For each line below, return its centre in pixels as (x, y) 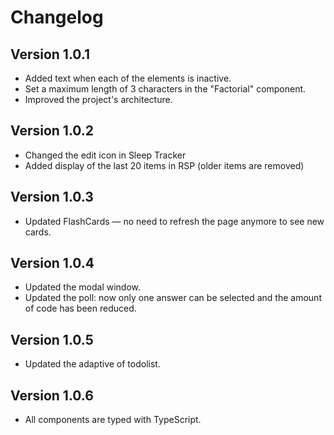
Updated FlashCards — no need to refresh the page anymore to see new (174, 221)
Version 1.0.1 (50, 54)
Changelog (57, 17)
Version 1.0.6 (52, 395)
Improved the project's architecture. (98, 99)
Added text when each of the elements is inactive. (128, 78)
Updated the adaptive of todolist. (92, 364)
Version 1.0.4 (52, 263)
